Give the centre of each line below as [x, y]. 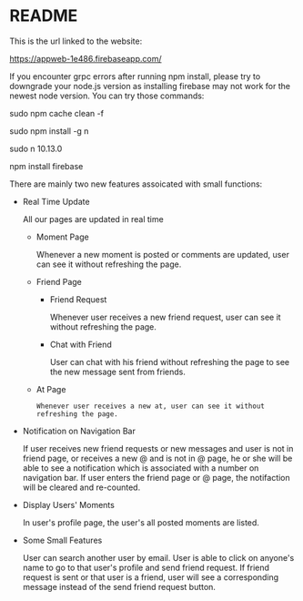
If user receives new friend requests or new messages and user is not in [158, 448]
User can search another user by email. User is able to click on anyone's [158, 557]
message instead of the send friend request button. [119, 586]
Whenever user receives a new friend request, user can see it [165, 317]
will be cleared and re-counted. [81, 487]
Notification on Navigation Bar [79, 431]
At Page [51, 389]
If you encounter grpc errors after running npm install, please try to [135, 76]
